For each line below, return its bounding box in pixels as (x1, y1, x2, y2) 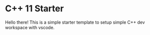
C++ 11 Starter (5, 3, 64, 14)
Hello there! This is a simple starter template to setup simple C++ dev (5, 19, 145, 25)
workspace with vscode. (5, 24, 55, 30)
